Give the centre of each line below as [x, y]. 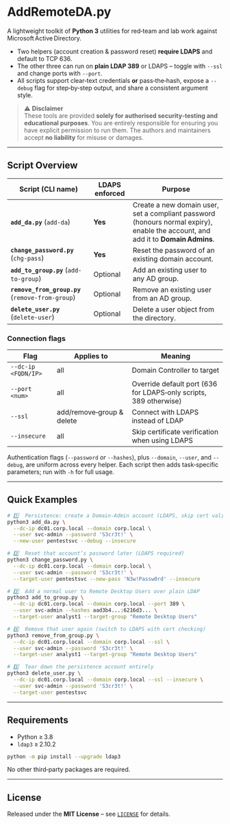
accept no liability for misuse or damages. [84, 137]
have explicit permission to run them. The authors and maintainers [117, 130]
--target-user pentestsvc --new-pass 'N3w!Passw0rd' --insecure [107, 579]
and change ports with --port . [60, 73]
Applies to [91, 356]
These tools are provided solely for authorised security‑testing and [120, 115]
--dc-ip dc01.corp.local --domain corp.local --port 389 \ [99, 604]
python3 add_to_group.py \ [46, 598]
